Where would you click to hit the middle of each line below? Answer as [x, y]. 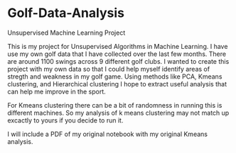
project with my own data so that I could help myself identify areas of [109, 69]
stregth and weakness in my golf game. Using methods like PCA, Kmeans [115, 76]
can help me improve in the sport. [57, 91]
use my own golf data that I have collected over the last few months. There [117, 54]
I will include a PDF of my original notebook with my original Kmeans [108, 134]
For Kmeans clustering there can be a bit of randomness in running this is [115, 105]
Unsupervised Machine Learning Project [66, 33]
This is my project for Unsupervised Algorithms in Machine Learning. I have [118, 46]
